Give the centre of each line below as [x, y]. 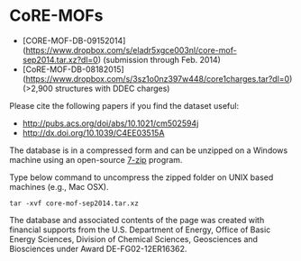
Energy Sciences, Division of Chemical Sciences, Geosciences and [134, 238]
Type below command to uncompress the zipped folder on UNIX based [141, 177]
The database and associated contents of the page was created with [137, 220]
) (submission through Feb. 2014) [159, 59]
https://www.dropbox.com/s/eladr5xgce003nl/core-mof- [131, 49]
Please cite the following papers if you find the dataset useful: [124, 105]
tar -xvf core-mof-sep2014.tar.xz [74, 203]
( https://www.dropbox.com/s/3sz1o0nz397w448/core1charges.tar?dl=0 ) [157, 78]
